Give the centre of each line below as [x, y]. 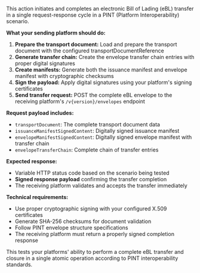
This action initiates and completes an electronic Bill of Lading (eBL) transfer [100, 9]
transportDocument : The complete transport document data [87, 124]
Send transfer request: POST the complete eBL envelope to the [93, 95]
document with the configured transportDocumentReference [89, 51]
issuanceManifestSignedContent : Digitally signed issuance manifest [97, 131]
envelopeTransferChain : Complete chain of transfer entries [87, 150]
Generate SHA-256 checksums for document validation [83, 221]
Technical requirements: [37, 197]
